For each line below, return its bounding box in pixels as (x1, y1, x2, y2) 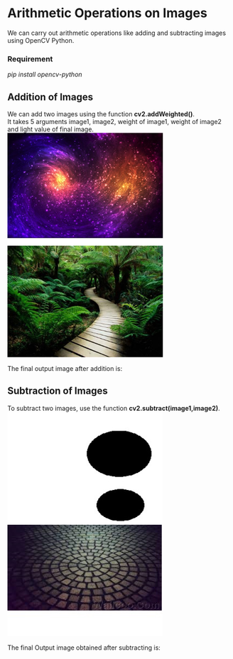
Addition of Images (7, 91, 94, 103)
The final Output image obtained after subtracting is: (7, 643, 161, 652)
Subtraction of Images (7, 385, 108, 397)
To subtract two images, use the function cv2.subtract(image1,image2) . (7, 404, 220, 412)
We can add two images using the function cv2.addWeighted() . (7, 110, 195, 118)
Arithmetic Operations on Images (7, 5, 207, 21)
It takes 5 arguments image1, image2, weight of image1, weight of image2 (7, 118, 222, 126)
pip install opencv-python (7, 70, 83, 79)
